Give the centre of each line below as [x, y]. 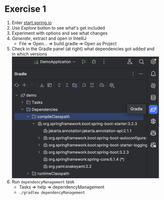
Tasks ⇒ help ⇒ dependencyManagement [62, 187]
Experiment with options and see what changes [60, 33]
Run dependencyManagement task [43, 182]
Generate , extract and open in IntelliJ [49, 38]
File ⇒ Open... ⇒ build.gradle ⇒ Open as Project [68, 43]
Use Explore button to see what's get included [58, 28]
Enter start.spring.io [32, 23]
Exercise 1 [25, 9]
